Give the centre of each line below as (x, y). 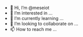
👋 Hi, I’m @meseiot (29, 8)
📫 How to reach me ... (33, 29)
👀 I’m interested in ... (31, 13)
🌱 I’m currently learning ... (37, 18)
